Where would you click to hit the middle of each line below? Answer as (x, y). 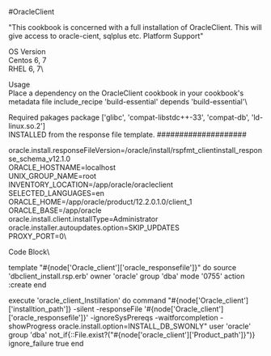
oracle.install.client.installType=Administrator (83, 219)
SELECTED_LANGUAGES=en (57, 193)
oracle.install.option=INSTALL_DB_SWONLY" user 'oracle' (155, 326)
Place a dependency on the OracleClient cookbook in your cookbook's (126, 93)
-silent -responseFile (108, 309)
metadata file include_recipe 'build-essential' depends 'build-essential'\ (128, 102)
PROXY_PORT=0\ (38, 236)
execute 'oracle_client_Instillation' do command (87, 300)
